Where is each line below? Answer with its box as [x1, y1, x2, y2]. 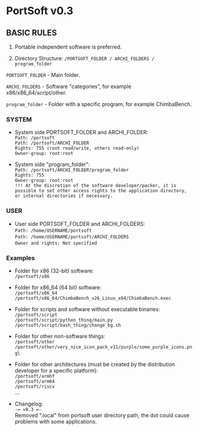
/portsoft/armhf [14, 373, 55, 379]
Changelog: [14, 400, 43, 407]
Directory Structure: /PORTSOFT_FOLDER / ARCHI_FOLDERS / [14, 55, 155, 61]
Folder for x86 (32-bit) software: [14, 267, 94, 274]
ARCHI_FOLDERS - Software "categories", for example [6, 83, 132, 90]
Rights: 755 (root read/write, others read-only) [14, 145, 140, 151]
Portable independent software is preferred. [14, 43, 122, 50]
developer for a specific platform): [14, 367, 99, 374]
